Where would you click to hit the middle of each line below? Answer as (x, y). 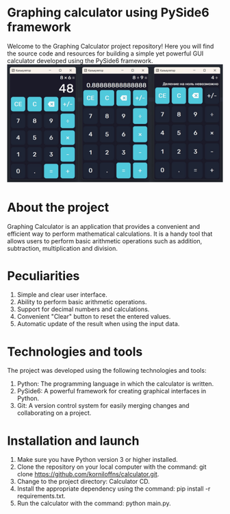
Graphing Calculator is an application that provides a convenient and (104, 226)
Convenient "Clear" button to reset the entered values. (94, 317)
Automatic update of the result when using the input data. (98, 324)
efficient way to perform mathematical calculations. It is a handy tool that (110, 234)
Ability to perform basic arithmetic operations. (82, 302)
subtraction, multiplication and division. (62, 248)
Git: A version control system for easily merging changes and (103, 406)
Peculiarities (43, 276)
